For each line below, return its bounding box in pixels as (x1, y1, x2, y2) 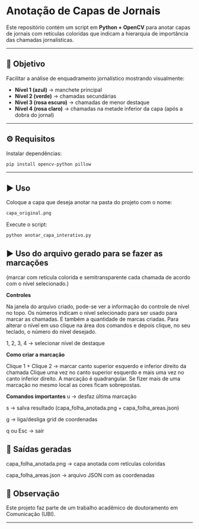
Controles (6, 291, 31, 298)
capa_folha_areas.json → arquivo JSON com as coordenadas (6, 472, 155, 479)
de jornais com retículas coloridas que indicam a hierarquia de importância (6, 30, 188, 37)
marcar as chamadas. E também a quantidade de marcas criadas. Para (6, 315, 179, 322)
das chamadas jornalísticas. (6, 36, 74, 43)
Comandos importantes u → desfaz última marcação (6, 392, 137, 400)
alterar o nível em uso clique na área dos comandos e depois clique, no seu (6, 321, 191, 329)
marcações (6, 258, 49, 268)
